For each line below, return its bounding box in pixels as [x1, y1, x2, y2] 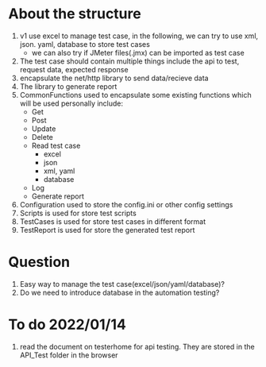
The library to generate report [19, 81, 118, 91]
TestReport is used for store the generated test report [19, 225, 195, 234]
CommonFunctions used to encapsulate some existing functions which [19, 90, 252, 99]
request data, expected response [19, 64, 129, 74]
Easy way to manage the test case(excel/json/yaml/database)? [19, 279, 225, 288]
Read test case [31, 141, 81, 150]
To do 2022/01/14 [8, 315, 127, 334]
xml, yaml [43, 166, 75, 176]
